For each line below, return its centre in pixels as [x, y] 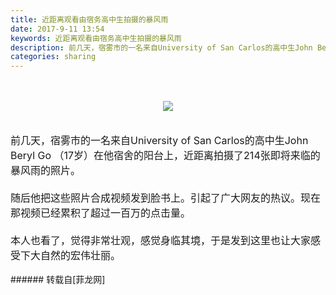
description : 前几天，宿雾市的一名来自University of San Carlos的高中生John [161, 47]
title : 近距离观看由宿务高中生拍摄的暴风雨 [89, 19]
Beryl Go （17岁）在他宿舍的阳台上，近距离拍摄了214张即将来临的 [165, 156]
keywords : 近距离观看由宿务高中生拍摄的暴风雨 [96, 38]
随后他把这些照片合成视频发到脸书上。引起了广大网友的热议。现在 [166, 198]
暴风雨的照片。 [46, 171]
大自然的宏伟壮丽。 [76, 256]
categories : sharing [53, 57]
